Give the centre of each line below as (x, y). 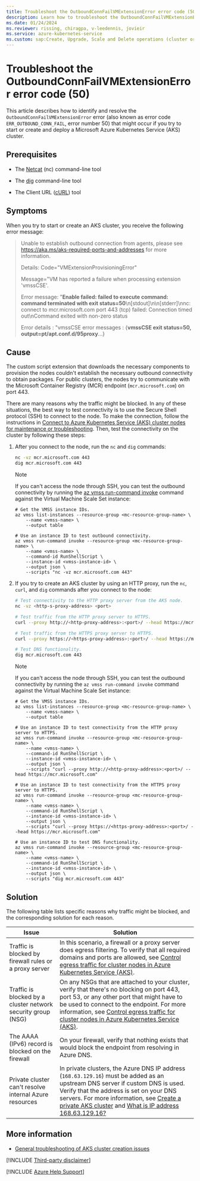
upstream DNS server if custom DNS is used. (122, 1083)
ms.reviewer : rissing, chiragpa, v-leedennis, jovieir (76, 28)
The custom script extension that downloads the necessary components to (98, 366)
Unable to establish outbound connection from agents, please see (101, 243)
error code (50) (51, 94)
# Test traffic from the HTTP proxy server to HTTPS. (83, 617)
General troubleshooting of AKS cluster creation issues (82, 1148)
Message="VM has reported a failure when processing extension (101, 279)
